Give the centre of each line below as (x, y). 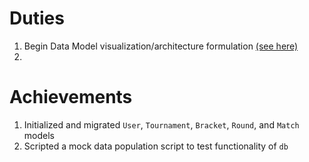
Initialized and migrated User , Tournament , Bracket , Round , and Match (161, 124)
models (39, 135)
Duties (37, 18)
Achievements (71, 97)
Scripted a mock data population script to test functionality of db (156, 146)
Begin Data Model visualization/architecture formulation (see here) (161, 46)
